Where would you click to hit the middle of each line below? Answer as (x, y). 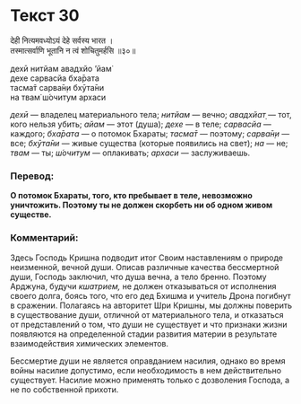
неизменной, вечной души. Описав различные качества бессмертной (145, 267)
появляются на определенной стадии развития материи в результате (144, 334)
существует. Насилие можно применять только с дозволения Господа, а (150, 380)
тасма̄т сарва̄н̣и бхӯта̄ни (57, 87)
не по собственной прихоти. (64, 389)
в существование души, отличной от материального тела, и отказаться (147, 314)
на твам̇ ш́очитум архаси (58, 97)
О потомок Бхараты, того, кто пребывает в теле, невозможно (132, 196)
